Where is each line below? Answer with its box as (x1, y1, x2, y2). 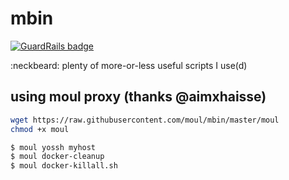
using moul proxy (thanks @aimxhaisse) (10, 88, 267, 106)
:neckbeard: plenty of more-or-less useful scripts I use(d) (10, 59, 248, 71)
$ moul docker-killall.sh (10, 161, 118, 171)
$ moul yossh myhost (10, 142, 97, 152)
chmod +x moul (10, 124, 70, 134)
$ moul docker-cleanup (10, 152, 105, 162)
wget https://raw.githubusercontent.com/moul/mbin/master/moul (10, 115, 280, 125)
